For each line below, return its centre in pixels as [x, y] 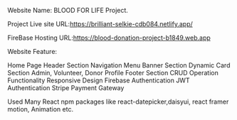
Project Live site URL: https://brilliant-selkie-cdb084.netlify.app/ [100, 24]
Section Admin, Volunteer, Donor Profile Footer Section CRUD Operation [113, 73]
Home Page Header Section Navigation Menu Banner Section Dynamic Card [119, 65]
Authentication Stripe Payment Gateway [66, 88]
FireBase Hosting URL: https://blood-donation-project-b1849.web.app [109, 38]
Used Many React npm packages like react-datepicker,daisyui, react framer [118, 102]
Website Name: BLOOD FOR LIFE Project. [68, 10]
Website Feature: [32, 51]
